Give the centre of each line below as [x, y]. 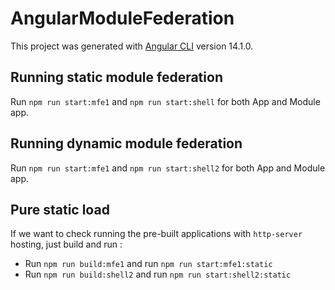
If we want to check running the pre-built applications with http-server [156, 234]
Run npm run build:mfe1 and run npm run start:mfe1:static [148, 264]
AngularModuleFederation [122, 18]
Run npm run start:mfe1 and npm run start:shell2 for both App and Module [168, 168]
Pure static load [60, 209]
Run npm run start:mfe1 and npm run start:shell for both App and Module [165, 101]
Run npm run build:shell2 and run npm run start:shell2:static [158, 274]
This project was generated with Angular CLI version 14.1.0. [132, 46]
